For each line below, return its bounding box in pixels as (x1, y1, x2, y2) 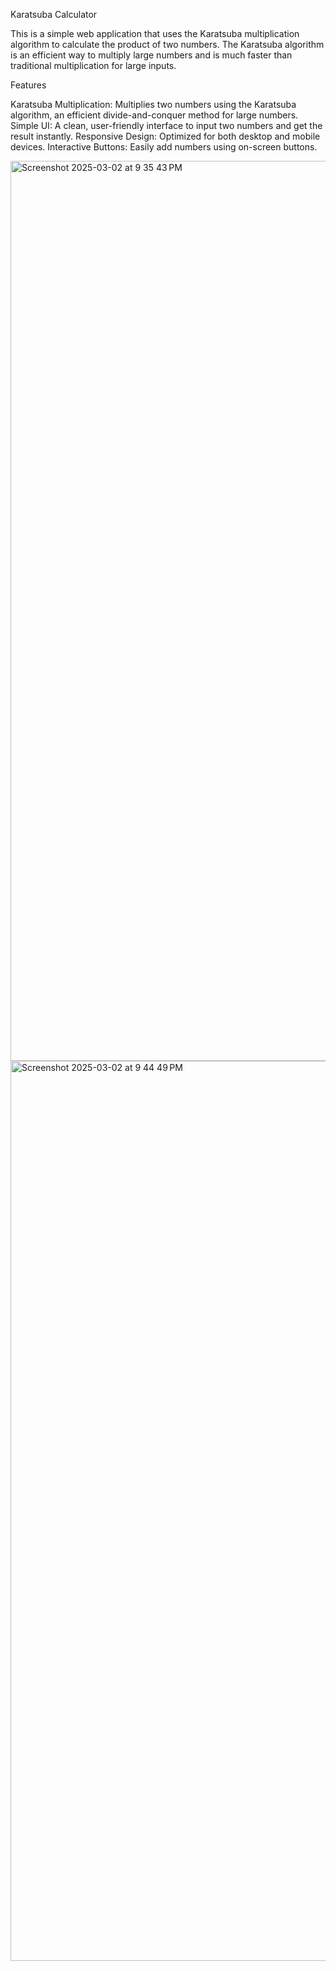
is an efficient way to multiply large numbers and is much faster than (10, 49, 293, 61)
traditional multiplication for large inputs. (10, 60, 177, 71)
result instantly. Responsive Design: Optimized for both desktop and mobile (10, 130, 321, 142)
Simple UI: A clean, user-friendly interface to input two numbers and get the (10, 120, 323, 131)
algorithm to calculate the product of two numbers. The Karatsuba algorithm (10, 39, 325, 50)
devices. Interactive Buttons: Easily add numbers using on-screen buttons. (10, 141, 318, 153)
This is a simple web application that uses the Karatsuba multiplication (10, 28, 300, 39)
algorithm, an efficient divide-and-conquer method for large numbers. (10, 109, 299, 121)
